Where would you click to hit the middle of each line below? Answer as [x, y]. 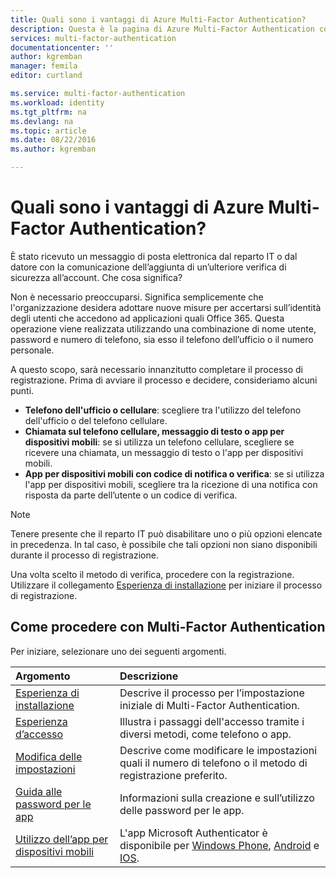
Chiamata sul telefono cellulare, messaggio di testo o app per [154, 431]
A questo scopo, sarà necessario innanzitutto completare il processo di [156, 369]
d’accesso [39, 734]
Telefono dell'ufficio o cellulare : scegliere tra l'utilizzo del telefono [163, 410]
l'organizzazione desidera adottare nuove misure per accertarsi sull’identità [166, 307]
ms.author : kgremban [53, 149]
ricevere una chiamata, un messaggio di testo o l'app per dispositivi [164, 452]
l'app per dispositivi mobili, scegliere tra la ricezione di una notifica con [171, 484]
